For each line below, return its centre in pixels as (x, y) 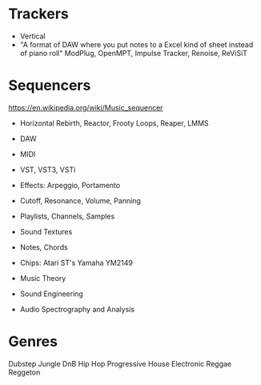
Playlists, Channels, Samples (67, 216)
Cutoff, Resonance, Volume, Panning (80, 200)
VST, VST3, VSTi (48, 170)
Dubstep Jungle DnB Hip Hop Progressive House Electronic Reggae (120, 363)
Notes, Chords (44, 247)
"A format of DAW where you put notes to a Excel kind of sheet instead (137, 44)
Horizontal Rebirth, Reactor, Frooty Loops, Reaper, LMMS (114, 123)
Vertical (32, 36)
